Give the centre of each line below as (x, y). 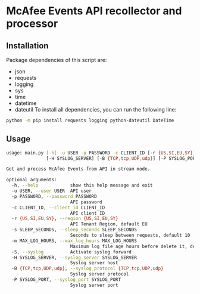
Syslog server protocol (99, 274)
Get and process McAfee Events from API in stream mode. (78, 169)
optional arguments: (32, 180)
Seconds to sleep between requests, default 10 (130, 236)
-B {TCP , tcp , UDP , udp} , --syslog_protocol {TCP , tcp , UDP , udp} (87, 269)
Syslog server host (94, 263)
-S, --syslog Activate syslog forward (72, 252)
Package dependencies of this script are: (57, 60)
